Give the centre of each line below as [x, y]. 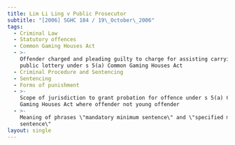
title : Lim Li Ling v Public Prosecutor [67, 14]
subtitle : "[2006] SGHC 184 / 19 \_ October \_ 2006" [81, 20]
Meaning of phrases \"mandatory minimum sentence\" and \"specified [122, 117]
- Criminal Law [36, 33]
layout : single [29, 130]
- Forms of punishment [47, 85]
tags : [15, 26]
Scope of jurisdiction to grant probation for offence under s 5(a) [122, 98]
